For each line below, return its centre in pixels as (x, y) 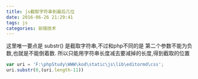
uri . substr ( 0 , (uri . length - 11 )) (45, 70)
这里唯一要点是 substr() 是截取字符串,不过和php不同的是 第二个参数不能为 (97, 46)
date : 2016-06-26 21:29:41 (40, 17)
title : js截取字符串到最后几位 (41, 12)
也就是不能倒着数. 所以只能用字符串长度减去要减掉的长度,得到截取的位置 (101, 53)
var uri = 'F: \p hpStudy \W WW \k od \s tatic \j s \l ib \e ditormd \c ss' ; (85, 65)
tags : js (17, 23)
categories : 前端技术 (31, 28)
